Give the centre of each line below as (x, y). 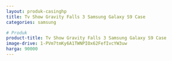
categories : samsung (31, 22)
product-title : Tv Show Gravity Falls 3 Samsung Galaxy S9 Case (86, 38)
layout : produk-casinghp (36, 11)
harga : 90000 (22, 49)
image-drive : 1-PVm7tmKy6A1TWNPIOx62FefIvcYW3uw (67, 44)
